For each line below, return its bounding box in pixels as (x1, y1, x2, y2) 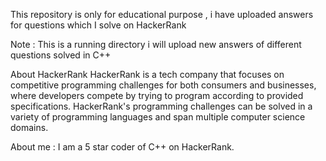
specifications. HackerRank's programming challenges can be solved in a (10, 100, 313, 112)
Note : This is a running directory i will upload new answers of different (10, 39, 302, 50)
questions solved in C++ (10, 49, 112, 61)
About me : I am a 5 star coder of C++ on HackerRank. (10, 141, 235, 153)
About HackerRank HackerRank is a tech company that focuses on (10, 69, 285, 80)
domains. (10, 122, 49, 133)
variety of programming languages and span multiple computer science (10, 111, 306, 123)
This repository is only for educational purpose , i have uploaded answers (10, 9, 314, 20)
